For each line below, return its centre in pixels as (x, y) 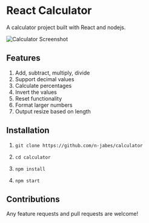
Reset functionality (38, 98)
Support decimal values (45, 79)
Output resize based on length (53, 111)
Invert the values (36, 92)
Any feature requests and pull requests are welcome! (72, 214)
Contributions (33, 199)
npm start (28, 181)
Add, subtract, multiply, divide (52, 73)
